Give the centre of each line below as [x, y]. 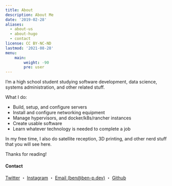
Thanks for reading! [26, 154]
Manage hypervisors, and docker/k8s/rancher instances [72, 118]
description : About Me [29, 15]
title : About [19, 10]
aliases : [15, 24]
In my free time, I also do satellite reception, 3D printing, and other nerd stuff [86, 139]
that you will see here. [29, 144]
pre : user [34, 67]
